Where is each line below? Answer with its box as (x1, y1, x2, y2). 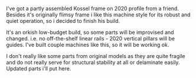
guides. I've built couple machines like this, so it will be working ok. (6, 41, 169, 48)
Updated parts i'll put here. (6, 65, 71, 72)
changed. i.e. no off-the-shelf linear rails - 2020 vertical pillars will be (6, 35, 175, 42)
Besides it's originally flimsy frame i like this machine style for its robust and (6, 11, 191, 18)
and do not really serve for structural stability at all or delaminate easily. (6, 59, 180, 66)
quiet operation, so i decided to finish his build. (6, 18, 120, 24)
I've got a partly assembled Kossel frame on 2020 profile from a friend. (6, 5, 179, 12)
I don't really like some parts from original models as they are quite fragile (6, 53, 185, 59)
